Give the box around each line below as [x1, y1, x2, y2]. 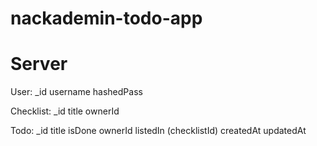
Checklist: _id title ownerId [10, 105, 120, 117]
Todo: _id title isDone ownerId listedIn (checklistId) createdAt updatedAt [10, 125, 307, 137]
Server [10, 53, 68, 76]
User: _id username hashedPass [10, 86, 143, 98]
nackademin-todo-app [10, 7, 203, 30]
